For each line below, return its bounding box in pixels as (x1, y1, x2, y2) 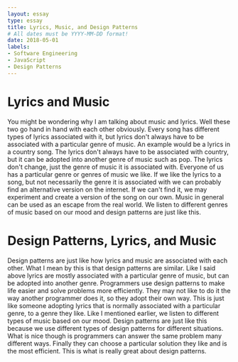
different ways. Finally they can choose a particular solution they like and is (7, 339, 227, 348)
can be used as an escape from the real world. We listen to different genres (7, 200, 229, 209)
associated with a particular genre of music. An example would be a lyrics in (7, 140, 231, 148)
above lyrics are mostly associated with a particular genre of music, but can (7, 271, 229, 280)
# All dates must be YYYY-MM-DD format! (7, 30, 129, 38)
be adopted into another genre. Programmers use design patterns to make (7, 278, 225, 287)
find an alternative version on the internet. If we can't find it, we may (7, 185, 207, 194)
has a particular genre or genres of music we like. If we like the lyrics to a (7, 170, 222, 178)
